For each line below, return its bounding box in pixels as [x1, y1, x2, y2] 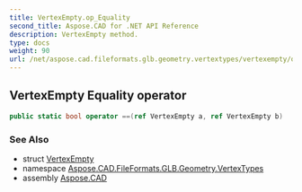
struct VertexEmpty [22, 153, 94, 164]
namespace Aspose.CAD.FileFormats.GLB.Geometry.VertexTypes [22, 162, 264, 173]
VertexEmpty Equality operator [9, 88, 187, 103]
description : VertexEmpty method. [9, 30, 139, 39]
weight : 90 [9, 47, 50, 56]
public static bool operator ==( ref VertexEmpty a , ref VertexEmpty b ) [9, 111, 283, 121]
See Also [9, 133, 49, 145]
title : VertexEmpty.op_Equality [9, 13, 130, 22]
